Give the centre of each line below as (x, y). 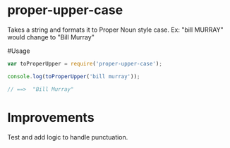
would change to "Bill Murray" (51, 37)
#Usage (19, 51)
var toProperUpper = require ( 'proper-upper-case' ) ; (85, 63)
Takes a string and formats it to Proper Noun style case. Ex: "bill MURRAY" (115, 30)
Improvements (51, 117)
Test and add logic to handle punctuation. (68, 137)
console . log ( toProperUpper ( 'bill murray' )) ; (74, 76)
